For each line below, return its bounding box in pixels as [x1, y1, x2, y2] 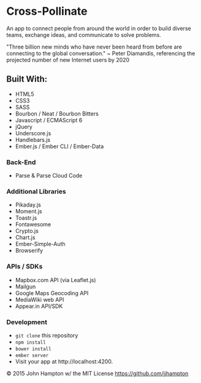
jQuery [15, 123, 32, 130]
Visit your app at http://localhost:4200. [15, 358, 113, 365]
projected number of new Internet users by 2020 [6, 56, 130, 63]
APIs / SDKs [6, 263, 43, 271]
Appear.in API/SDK [15, 302, 63, 310]
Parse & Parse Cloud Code [15, 172, 83, 180]
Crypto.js [15, 227, 39, 235]
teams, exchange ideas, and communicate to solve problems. [6, 31, 161, 38]
